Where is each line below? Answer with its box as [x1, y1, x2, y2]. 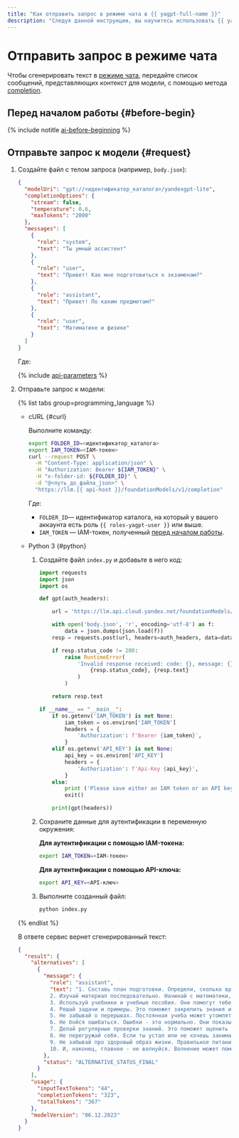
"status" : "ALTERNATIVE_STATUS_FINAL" [43, 1058, 159, 1065]
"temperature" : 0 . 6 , [31, 206, 92, 213]
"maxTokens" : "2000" [31, 212, 92, 219]
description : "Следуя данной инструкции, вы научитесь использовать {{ [7, 17, 224, 24]
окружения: [38, 825, 75, 834]
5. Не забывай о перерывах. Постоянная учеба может [49, 1012, 206, 1019]
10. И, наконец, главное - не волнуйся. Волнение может [49, 1045, 219, 1053]
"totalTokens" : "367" [36, 1098, 101, 1105]
